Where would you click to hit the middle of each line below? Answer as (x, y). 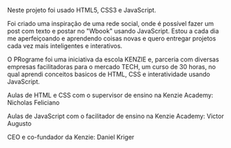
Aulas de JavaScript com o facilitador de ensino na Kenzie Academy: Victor (116, 116)
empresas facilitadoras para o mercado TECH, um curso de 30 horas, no (112, 67)
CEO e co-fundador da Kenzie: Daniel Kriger (71, 137)
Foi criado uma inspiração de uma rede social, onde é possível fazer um (111, 23)
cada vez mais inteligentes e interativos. (65, 46)
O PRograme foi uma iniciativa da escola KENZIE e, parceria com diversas (113, 59)
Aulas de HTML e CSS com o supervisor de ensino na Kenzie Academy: (110, 95)
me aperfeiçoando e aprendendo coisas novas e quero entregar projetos (112, 38)
